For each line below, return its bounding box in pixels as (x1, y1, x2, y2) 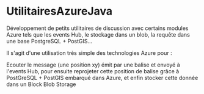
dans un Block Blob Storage (6, 81, 76, 88)
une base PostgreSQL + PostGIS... (6, 37, 93, 45)
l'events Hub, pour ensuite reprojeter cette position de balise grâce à (6, 67, 180, 74)
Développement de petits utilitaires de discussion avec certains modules (6, 24, 189, 32)
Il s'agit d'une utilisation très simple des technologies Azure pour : (6, 49, 172, 56)
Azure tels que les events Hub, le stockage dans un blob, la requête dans (6, 31, 191, 38)
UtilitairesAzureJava (6, 4, 113, 18)
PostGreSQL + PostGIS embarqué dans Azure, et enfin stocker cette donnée (6, 74, 199, 81)
